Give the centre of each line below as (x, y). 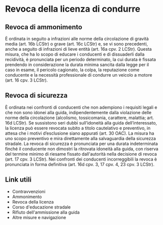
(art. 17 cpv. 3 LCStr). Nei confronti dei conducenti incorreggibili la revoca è (81, 159)
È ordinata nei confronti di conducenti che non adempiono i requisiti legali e (81, 107)
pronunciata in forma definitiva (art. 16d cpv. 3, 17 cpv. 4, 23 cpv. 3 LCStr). (80, 164)
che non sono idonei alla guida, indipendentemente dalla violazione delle (78, 112)
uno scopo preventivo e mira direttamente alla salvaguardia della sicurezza (81, 138)
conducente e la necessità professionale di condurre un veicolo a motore (79, 75)
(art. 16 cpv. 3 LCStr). (26, 80)
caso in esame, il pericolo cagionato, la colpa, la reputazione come (72, 70)
